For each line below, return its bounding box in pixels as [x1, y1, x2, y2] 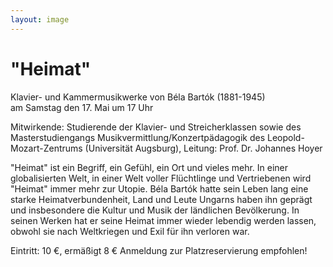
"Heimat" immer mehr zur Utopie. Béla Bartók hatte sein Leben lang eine [10, 182, 309, 195]
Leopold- [266, 131, 305, 143]
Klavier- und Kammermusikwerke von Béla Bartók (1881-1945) [10, 91, 266, 103]
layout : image [10, 14, 70, 25]
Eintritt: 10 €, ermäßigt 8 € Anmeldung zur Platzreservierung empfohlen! [10, 244, 308, 256]
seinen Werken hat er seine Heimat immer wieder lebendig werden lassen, [10, 214, 317, 226]
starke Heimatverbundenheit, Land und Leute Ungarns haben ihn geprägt [10, 193, 313, 205]
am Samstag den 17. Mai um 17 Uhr [10, 101, 154, 113]
